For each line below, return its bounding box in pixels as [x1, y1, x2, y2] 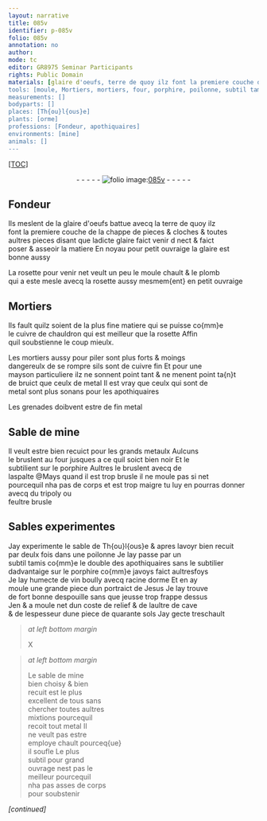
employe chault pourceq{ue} [27, 737, 122, 748]
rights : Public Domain [8, 71, 83, 79]
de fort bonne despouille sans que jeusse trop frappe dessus [8, 592, 208, 601]
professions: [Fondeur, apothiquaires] [8, 123, 141, 130]
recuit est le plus [27, 687, 83, 697]
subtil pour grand [27, 755, 85, 765]
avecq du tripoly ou [8, 488, 72, 498]
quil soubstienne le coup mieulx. [8, 337, 114, 347]
